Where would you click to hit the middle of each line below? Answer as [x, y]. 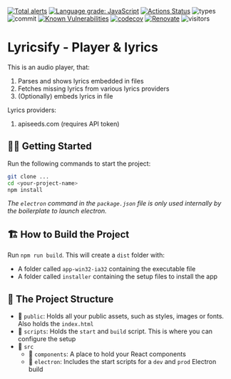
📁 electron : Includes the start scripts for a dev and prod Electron [122, 362]
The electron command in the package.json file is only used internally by [114, 203]
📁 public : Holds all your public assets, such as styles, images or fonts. [121, 316]
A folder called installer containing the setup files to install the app [118, 277]
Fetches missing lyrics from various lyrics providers [93, 89]
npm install [25, 190]
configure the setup [47, 339]
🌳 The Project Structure [61, 299]
